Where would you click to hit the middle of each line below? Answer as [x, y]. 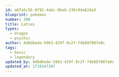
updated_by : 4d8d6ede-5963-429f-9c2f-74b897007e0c [60, 62]
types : [12, 29]
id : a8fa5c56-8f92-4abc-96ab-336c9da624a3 [51, 10]
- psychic [20, 38]
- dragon [19, 33]
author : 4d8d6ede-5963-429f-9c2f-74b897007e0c [55, 43]
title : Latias [20, 24]
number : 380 [18, 19]
